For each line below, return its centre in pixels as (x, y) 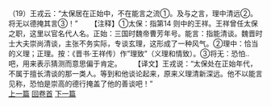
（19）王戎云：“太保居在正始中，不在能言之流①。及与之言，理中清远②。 (133, 13)
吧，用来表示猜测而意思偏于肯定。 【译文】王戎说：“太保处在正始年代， (133, 63)
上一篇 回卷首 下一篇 (42, 94)
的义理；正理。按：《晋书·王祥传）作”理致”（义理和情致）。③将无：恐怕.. (129, 53)
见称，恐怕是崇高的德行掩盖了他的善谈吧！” (81, 84)
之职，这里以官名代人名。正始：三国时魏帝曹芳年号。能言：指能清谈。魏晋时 (135, 33)
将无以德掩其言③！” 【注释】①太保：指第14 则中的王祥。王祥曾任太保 (133, 23)
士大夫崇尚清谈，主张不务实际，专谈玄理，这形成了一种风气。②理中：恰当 (133, 43)
